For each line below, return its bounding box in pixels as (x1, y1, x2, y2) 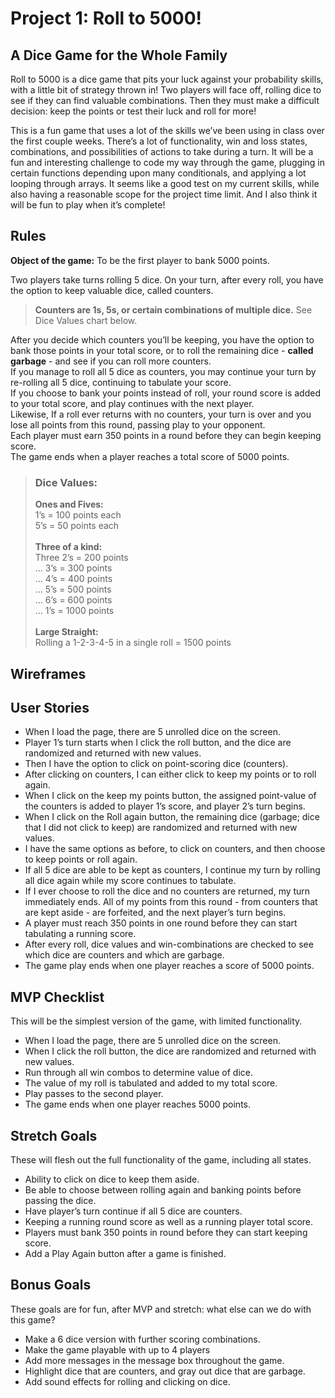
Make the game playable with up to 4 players (24, 1343, 211, 1356)
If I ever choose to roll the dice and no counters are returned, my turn (24, 885, 311, 897)
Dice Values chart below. (34, 314, 138, 326)
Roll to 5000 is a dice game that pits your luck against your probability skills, (10, 73, 324, 85)
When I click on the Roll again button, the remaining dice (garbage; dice (24, 811, 320, 823)
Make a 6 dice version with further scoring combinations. (24, 1333, 261, 1345)
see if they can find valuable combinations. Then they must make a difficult (10, 95, 320, 106)
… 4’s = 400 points (34, 573, 113, 585)
